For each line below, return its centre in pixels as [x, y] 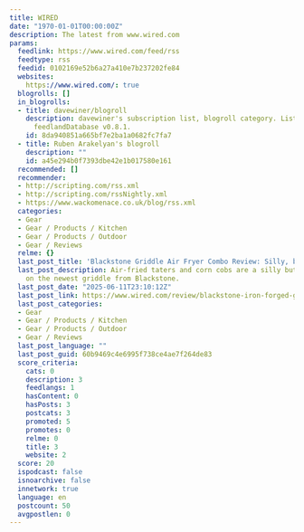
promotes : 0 [48, 430]
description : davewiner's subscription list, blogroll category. [152, 119]
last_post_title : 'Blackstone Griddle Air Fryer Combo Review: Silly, [153, 262]
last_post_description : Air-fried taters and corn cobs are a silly [149, 271]
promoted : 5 [48, 422]
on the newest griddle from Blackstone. [103, 279]
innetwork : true [48, 489]
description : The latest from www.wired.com [95, 34]
